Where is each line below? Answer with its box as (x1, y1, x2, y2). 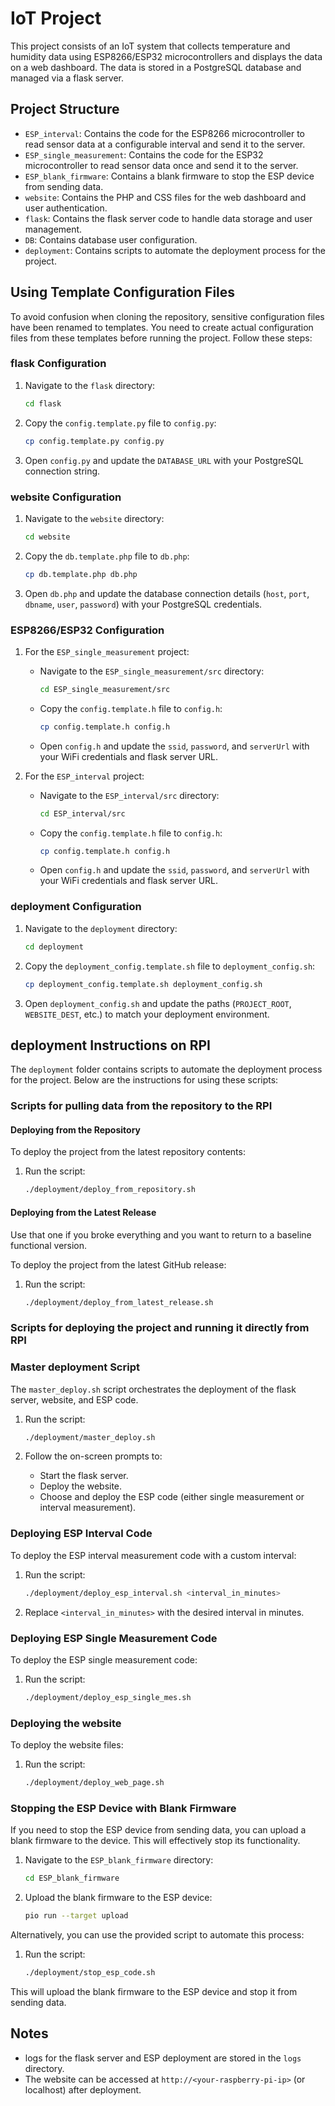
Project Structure (10, 101, 120, 118)
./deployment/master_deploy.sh (24, 1432, 156, 1442)
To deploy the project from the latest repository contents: (10, 1146, 246, 1158)
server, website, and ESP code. (10, 1393, 139, 1406)
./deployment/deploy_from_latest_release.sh (24, 1297, 214, 1307)
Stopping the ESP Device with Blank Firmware (10, 1801, 237, 1815)
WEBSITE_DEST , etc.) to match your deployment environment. (24, 1008, 270, 1020)
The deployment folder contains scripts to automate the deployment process (10, 1063, 323, 1076)
